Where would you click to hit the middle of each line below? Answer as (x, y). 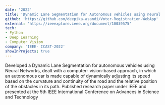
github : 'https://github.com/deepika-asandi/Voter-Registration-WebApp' (82, 19)
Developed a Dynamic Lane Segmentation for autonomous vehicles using (80, 65)
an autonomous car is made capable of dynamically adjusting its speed (78, 76)
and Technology (22, 97)
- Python (14, 33)
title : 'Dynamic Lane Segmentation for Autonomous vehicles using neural (83, 14)
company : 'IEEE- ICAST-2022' (35, 47)
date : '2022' (19, 10)
